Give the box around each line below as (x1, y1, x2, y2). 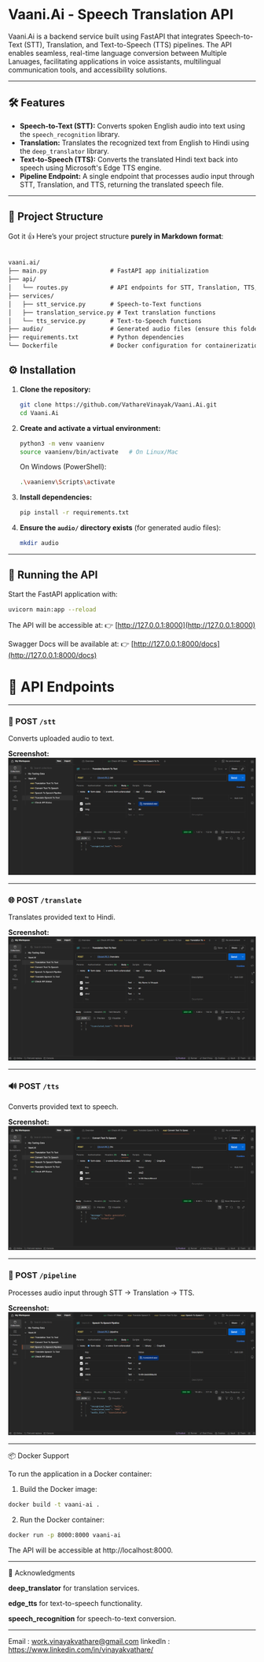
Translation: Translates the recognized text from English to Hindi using (19, 138, 250, 147)
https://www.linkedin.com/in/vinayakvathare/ (8, 1645, 154, 1654)
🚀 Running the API (8, 569, 98, 582)
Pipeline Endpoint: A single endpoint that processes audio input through (19, 171, 255, 180)
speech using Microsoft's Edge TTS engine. (19, 163, 162, 173)
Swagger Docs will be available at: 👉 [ (8, 639, 134, 648)
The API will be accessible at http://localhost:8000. (8, 1545, 174, 1555)
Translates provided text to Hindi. (8, 912, 116, 922)
